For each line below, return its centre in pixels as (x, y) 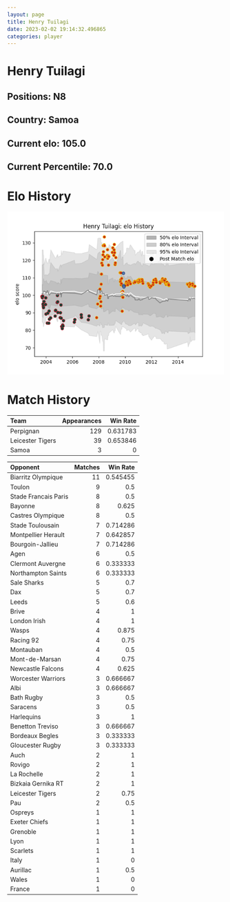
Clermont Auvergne (38, 563)
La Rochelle (27, 774)
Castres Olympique (37, 516)
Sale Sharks (27, 583)
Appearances (82, 421)
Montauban (26, 649)
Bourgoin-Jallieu (34, 545)
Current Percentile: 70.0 (60, 167)
